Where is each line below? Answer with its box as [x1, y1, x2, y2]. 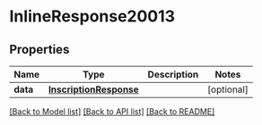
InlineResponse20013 [9, 6, 176, 27]
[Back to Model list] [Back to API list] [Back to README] [9, 106, 215, 117]
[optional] [207, 83, 249, 96]
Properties [9, 42, 70, 57]
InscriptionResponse [48, 83, 139, 96]
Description [147, 69, 199, 80]
